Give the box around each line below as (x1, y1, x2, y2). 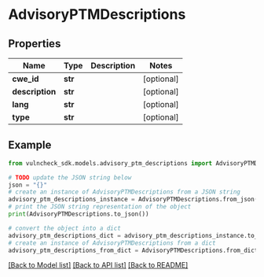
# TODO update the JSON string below (8, 173, 132, 182)
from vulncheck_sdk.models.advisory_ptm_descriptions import (8, 159, 213, 167)
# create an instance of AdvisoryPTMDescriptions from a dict (8, 238, 216, 247)
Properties (8, 37, 61, 50)
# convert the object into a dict (8, 224, 122, 232)
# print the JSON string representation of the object (8, 203, 192, 211)
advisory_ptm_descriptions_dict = (8, 231, 122, 239)
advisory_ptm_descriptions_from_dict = (8, 246, 139, 254)
